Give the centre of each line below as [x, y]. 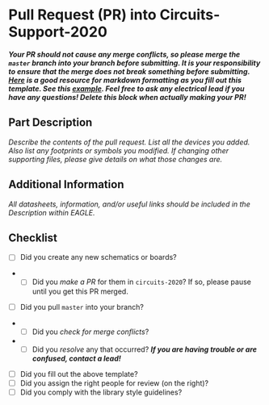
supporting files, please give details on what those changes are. [116, 159]
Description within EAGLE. [52, 212]
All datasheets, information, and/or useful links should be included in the [129, 204]
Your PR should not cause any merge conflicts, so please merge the [124, 54]
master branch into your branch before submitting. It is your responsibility [134, 63]
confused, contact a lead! [76, 358]
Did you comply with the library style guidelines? [101, 392]
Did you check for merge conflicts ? [90, 332]
